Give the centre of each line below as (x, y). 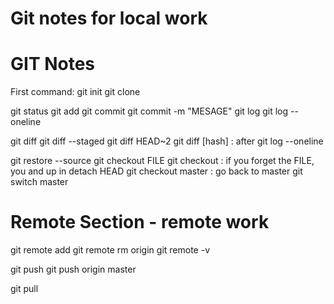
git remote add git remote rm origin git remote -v (110, 250)
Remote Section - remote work (140, 222)
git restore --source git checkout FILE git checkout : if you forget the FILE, (162, 161)
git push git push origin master (73, 269)
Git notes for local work (109, 18)
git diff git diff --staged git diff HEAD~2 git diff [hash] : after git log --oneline (167, 141)
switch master (39, 182)
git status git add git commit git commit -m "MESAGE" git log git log (149, 111)
